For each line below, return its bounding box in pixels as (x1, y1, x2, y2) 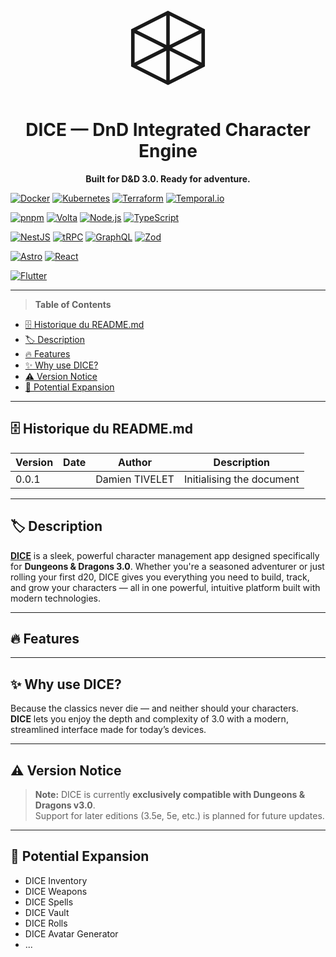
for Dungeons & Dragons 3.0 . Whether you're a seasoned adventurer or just (10, 560, 325, 572)
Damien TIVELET (95, 472, 175, 486)
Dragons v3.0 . (34, 799, 96, 811)
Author (118, 455, 153, 469)
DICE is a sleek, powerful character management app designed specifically (10, 549, 320, 561)
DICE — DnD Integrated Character (25, 119, 311, 141)
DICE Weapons (24, 885, 88, 897)
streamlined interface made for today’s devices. (10, 724, 207, 736)
